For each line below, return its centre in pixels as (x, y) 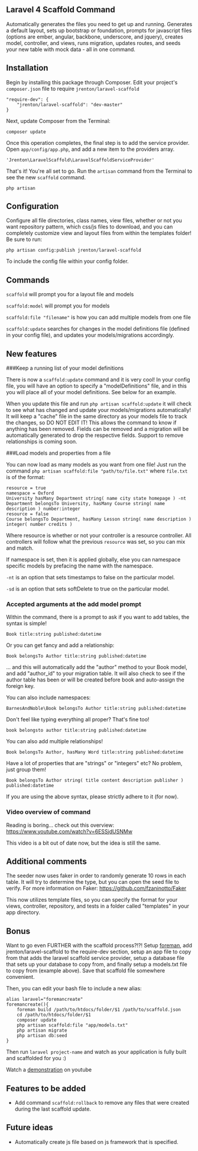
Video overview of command (48, 812)
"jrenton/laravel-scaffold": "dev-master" (70, 104)
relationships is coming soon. (42, 442)
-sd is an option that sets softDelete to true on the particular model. (88, 589)
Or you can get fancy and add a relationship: (60, 645)
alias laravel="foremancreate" (45, 1000)
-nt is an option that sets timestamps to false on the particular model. (91, 578)
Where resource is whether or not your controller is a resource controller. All (99, 535)
